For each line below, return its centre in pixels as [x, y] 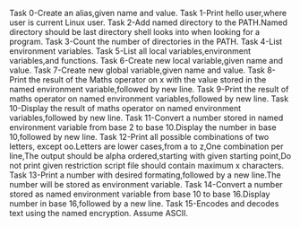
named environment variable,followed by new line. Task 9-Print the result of [149, 89]
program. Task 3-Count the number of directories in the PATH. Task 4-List [146, 41]
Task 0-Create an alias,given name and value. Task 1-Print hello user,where [148, 13]
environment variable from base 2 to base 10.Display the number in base [143, 127]
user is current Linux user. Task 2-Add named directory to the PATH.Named [149, 22]
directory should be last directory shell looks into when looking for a [135, 32]
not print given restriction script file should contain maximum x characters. [147, 166]
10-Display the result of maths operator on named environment [125, 108]
